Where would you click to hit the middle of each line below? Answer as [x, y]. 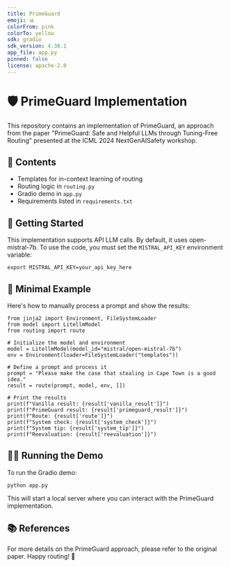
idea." [17, 379]
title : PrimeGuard [34, 14]
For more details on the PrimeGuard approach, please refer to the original [112, 549]
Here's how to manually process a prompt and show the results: [99, 305]
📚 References [39, 528]
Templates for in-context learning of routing [80, 179]
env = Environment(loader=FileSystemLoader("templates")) [93, 355]
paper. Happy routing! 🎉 [41, 556]
